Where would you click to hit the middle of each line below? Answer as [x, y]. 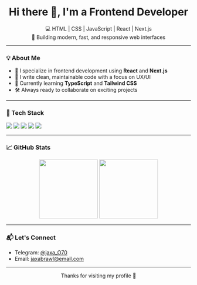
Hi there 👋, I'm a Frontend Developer [98, 12]
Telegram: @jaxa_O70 [41, 253]
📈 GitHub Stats [28, 148]
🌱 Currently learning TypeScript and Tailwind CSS [76, 83]
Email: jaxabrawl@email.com [49, 259]
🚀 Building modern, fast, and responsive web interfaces [98, 37]
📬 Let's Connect [31, 237]
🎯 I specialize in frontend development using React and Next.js [91, 71]
